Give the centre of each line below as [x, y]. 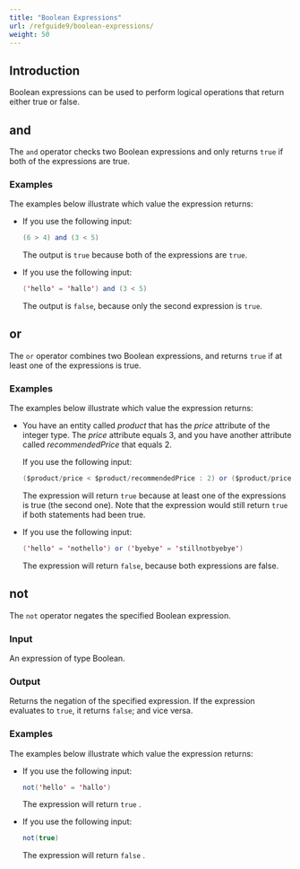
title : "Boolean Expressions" [66, 18]
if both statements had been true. [84, 515]
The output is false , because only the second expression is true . [142, 306]
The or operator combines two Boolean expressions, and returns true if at [146, 355]
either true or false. [45, 102]
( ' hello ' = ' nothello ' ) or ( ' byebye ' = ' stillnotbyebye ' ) [133, 549]
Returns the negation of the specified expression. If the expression [132, 701]
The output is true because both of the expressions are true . [135, 255]
